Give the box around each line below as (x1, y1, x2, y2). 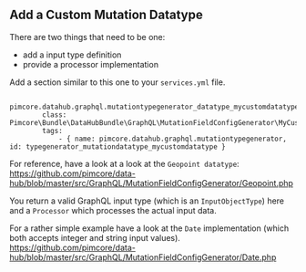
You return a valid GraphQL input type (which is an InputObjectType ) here (9, 195, 285, 206)
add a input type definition (22, 49, 122, 60)
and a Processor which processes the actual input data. (9, 204, 217, 215)
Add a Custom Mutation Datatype (9, 7, 203, 23)
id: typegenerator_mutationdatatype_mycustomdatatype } (9, 141, 226, 152)
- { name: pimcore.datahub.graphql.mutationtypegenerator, (57, 134, 287, 143)
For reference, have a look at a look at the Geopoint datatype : (9, 158, 240, 169)
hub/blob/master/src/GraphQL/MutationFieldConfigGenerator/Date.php (9, 251, 277, 263)
